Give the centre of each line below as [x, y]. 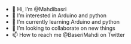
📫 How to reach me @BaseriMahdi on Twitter [68, 35]
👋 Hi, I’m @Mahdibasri [39, 9]
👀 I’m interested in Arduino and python [59, 15]
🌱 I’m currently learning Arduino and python [65, 22]
